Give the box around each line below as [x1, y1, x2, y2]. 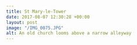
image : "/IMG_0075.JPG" [6, 25, 64, 31]
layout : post [6, 19, 38, 25]
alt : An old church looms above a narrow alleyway [6, 30, 132, 36]
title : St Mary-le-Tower [6, 8, 66, 15]
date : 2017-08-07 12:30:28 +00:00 [6, 14, 90, 20]
